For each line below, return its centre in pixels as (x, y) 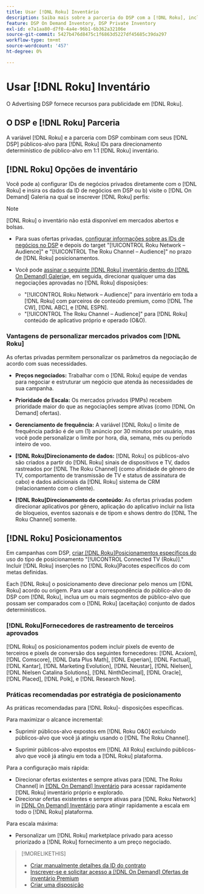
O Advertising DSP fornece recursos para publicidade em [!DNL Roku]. (95, 103)
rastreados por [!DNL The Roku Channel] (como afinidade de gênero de (105, 469)
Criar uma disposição (57, 885)
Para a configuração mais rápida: (48, 768)
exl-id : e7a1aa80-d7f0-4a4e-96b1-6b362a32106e (66, 29)
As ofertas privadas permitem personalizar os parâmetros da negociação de (102, 357)
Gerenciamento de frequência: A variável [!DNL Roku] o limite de (97, 425)
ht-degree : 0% (24, 52)
